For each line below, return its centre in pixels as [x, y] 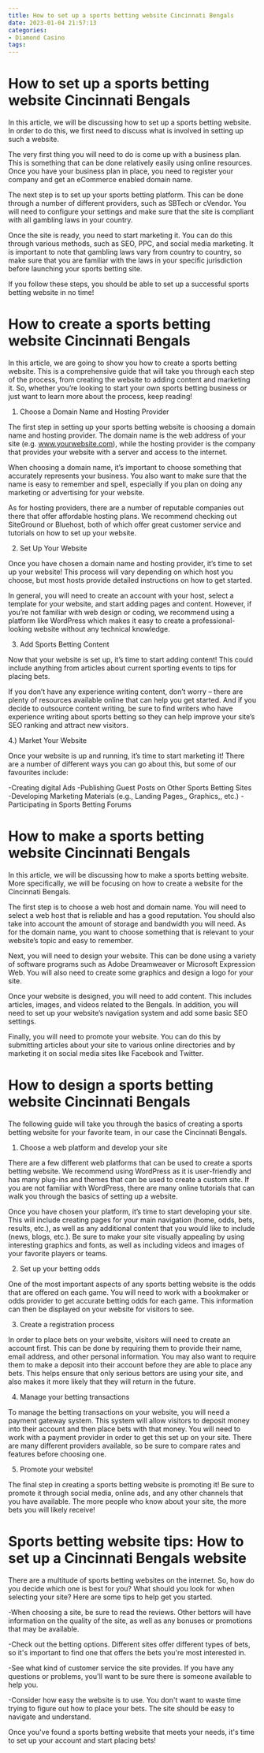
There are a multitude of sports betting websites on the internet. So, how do [131, 1580]
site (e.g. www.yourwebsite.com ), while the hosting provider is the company [132, 444]
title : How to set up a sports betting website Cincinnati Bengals [121, 15]
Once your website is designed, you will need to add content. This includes [130, 996]
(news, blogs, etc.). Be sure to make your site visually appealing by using [126, 1236]
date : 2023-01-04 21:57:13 [52, 23]
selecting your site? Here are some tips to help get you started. [110, 1597]
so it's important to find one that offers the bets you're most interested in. [127, 1652]
